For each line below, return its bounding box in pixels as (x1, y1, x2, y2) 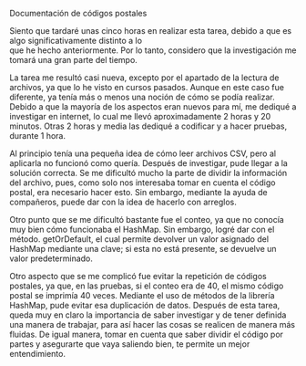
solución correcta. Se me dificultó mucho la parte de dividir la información (9, 168, 288, 178)
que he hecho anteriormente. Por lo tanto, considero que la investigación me (9, 45, 297, 56)
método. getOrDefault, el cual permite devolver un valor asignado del (9, 234, 270, 245)
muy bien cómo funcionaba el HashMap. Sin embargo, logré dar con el (9, 224, 275, 235)
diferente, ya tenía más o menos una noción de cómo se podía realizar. (9, 91, 275, 102)
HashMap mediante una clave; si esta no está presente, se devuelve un (9, 244, 277, 254)
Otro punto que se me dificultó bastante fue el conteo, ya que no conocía (9, 214, 284, 225)
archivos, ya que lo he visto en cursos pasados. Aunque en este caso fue (9, 82, 285, 92)
